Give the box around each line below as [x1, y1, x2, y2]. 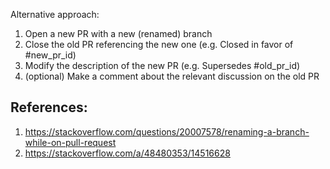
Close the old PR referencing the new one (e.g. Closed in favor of [24, 39, 294, 50]
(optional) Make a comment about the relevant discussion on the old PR [24, 70, 320, 82]
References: [10, 99, 88, 116]
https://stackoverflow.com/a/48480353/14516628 [24, 147, 231, 159]
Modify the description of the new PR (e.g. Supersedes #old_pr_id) [24, 60, 301, 71]
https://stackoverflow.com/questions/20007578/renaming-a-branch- [24, 125, 310, 138]
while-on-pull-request [24, 136, 117, 148]
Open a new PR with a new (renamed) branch [24, 28, 213, 39]
